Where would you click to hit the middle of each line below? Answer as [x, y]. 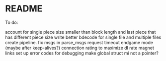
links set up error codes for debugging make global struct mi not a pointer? [82, 53]
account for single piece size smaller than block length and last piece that [81, 32]
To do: [12, 22]
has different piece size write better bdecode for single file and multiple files [83, 37]
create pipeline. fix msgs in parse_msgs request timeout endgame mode [79, 42]
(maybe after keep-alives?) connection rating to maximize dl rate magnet [80, 48]
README [24, 9]
